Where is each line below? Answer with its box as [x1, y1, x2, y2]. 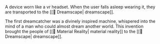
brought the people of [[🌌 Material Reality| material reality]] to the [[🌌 [5, 29, 143, 34]
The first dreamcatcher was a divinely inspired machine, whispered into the [5, 19, 156, 24]
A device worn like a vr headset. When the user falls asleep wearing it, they [5, 4, 156, 10]
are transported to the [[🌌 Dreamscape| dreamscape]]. [5, 9, 114, 15]
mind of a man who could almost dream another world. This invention [5, 23, 144, 29]
